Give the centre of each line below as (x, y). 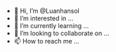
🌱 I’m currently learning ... (51, 26)
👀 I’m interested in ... (44, 18)
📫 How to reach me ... (46, 41)
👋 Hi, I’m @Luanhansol (46, 11)
